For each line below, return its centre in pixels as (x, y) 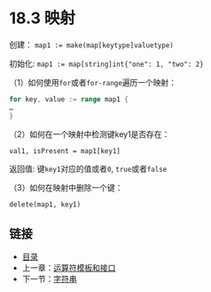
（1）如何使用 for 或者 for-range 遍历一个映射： (93, 82)
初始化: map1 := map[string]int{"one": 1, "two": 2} (106, 63)
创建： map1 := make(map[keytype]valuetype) (92, 45)
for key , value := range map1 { (69, 99)
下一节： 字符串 (49, 279)
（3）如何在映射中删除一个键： (66, 187)
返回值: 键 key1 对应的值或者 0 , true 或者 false (88, 168)
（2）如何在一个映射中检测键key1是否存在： (90, 134)
